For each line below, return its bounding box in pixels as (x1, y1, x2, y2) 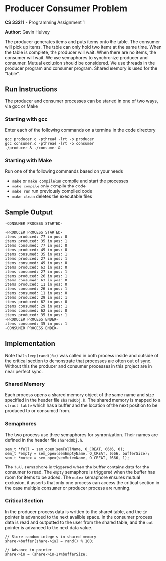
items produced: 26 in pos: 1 (5, 274, 68, 279)
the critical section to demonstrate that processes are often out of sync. (5, 358, 152, 364)
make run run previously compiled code (12, 188, 93, 194)
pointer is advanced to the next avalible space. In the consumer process (5, 514, 153, 520)
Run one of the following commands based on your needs (5, 168, 123, 174)
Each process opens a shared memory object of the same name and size (5, 392, 155, 398)
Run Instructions (5, 85, 58, 93)
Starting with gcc (5, 115, 48, 122)
